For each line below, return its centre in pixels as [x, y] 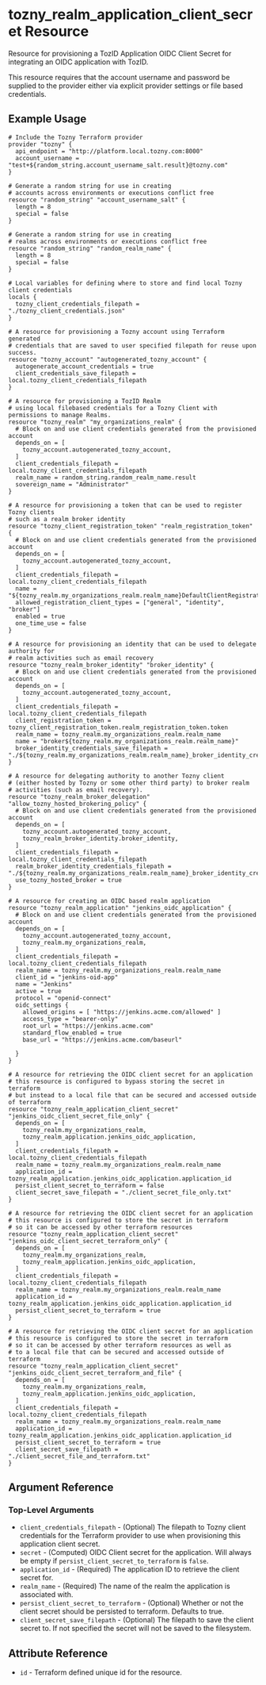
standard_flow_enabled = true [72, 1033]
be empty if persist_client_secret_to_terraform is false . [114, 1561]
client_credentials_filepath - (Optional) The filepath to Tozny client [133, 1527]
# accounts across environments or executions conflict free [111, 193]
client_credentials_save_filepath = [76, 373]
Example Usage [47, 119]
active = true [38, 991]
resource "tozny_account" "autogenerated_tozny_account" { [108, 359]
